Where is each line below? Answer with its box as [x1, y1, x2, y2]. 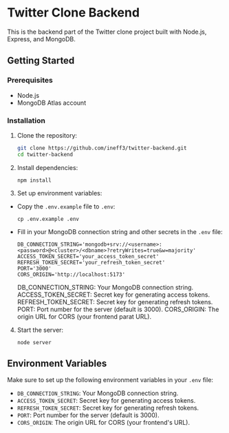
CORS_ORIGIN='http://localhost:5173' [17, 271, 126, 278]
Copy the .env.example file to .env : [17, 202, 116, 211]
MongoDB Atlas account [17, 98, 87, 107]
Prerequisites [7, 76, 53, 85]
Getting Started [7, 55, 75, 67]
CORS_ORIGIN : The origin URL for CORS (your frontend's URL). [17, 419, 190, 427]
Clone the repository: [17, 131, 78, 139]
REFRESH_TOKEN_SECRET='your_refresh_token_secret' [17, 259, 166, 266]
